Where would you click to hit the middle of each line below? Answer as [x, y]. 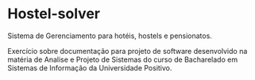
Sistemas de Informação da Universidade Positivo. [90, 67]
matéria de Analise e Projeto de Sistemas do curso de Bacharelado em [123, 59]
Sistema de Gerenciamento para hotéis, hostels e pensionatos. [110, 36]
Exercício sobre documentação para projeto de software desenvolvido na [127, 51]
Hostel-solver [54, 14]
